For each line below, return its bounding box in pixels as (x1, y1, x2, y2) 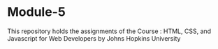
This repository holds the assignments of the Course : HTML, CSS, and (7, 27, 212, 35)
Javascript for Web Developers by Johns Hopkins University (7, 34, 181, 42)
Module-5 (7, 4, 66, 20)
